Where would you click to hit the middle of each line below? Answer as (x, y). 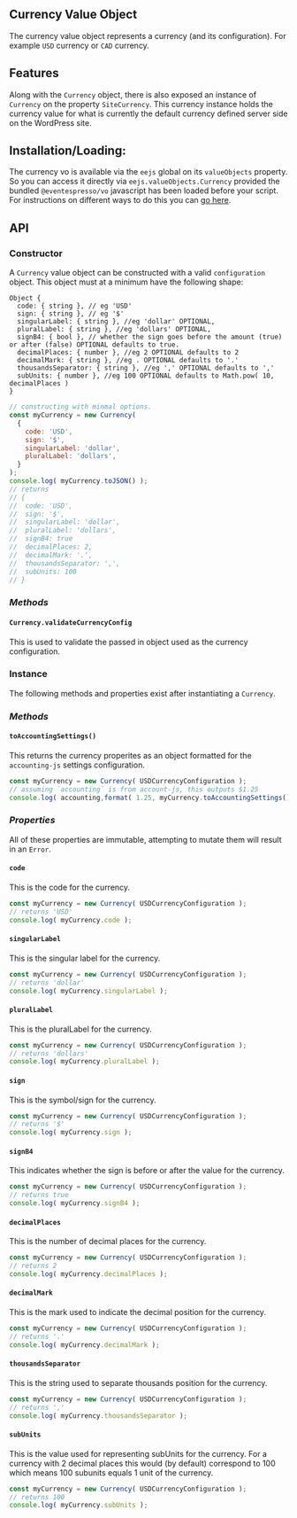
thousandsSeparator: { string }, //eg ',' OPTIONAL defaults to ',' (146, 368)
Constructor (36, 253)
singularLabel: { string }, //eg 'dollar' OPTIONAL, (116, 322)
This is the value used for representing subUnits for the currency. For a (138, 1453)
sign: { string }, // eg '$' (71, 314)
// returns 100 (37, 1497)
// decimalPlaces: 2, (51, 547)
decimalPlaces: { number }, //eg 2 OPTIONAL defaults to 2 (128, 353)
